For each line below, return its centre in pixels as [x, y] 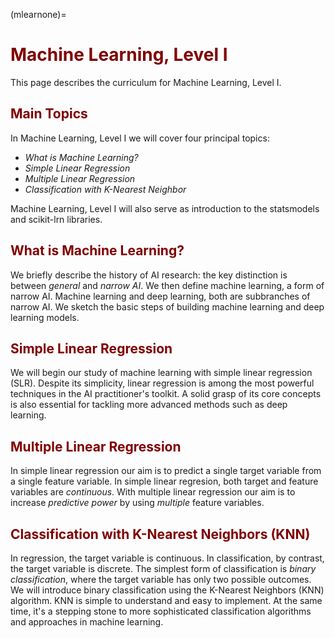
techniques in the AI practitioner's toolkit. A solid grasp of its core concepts [166, 394]
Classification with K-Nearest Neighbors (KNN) [160, 534]
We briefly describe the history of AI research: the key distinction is [149, 275]
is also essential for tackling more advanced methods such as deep [149, 405]
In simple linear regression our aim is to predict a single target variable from [166, 471]
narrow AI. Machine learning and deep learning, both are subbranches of [160, 296]
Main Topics [49, 114]
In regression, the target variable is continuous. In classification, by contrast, [167, 558]
